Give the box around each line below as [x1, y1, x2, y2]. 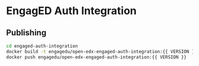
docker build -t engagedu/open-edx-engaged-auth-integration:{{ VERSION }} [6, 48, 197, 54]
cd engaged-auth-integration [6, 43, 78, 49]
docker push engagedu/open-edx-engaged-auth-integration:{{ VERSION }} [6, 54, 187, 60]
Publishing [6, 28, 47, 38]
